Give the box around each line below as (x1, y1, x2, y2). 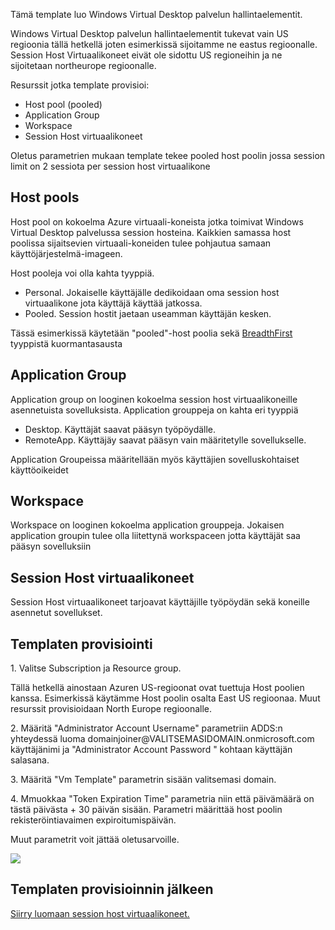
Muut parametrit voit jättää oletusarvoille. (10, 834, 180, 846)
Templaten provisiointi (10, 635, 153, 653)
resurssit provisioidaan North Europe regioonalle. (10, 703, 212, 715)
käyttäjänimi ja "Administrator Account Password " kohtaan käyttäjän (10, 744, 293, 756)
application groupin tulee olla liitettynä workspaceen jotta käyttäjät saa (10, 530, 301, 542)
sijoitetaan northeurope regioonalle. (10, 60, 157, 71)
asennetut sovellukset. (10, 607, 103, 619)
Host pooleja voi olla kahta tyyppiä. (10, 267, 155, 279)
